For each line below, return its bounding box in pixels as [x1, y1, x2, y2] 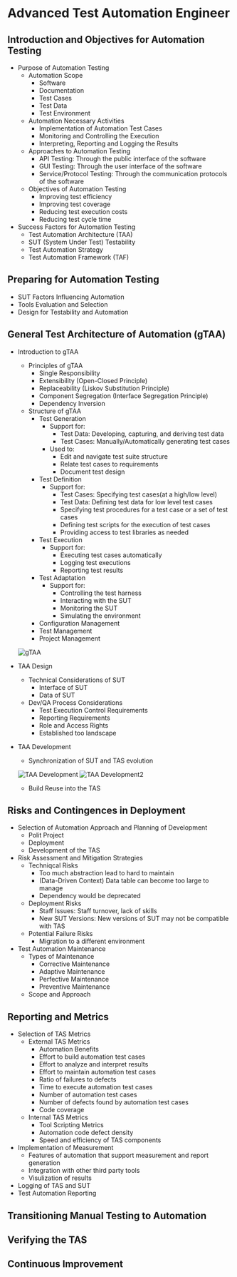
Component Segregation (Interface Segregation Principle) [38, 391, 209, 400]
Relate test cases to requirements [60, 459, 159, 468]
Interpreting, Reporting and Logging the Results [38, 139, 179, 148]
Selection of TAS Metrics [17, 1029, 91, 1039]
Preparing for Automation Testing [7, 273, 159, 286]
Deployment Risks [28, 899, 82, 907]
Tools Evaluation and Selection [17, 300, 108, 308]
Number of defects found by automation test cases [38, 1098, 189, 1106]
